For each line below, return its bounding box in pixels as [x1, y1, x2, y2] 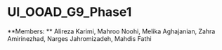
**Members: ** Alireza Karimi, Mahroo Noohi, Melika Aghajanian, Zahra [7, 27, 216, 35]
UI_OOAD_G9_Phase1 [7, 4, 132, 20]
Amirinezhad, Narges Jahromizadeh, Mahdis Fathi [7, 34, 152, 42]
